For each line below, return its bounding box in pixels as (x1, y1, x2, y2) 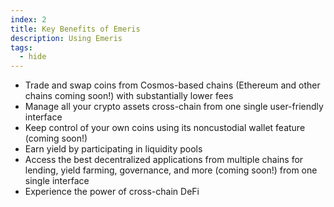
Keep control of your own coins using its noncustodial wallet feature (24, 122, 306, 134)
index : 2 (10, 14, 47, 25)
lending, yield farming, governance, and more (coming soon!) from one (24, 164, 318, 176)
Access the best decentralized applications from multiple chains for (24, 154, 304, 166)
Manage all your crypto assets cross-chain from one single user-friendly (24, 101, 324, 113)
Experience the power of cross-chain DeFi (24, 186, 200, 198)
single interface (24, 175, 90, 187)
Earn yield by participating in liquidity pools (24, 143, 203, 155)
